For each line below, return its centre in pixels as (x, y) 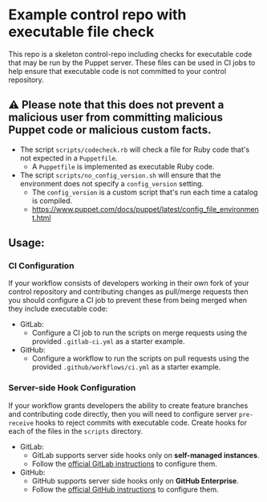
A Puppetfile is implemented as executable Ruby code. (123, 166)
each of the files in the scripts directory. (75, 431)
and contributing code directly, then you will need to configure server (123, 414)
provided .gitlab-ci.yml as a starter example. (108, 341)
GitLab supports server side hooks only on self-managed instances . (146, 455)
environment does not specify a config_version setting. (112, 183)
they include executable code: (58, 309)
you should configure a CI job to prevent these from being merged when (127, 300)
